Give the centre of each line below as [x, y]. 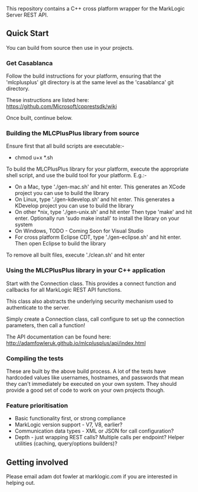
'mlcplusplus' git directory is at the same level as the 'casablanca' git [90, 82]
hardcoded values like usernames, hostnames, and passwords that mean [95, 378]
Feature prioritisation [37, 405]
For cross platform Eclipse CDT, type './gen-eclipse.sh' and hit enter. [98, 237]
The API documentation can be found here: [59, 337]
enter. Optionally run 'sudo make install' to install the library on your [97, 218]
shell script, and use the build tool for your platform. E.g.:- [77, 175]
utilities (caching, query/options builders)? [66, 443]
